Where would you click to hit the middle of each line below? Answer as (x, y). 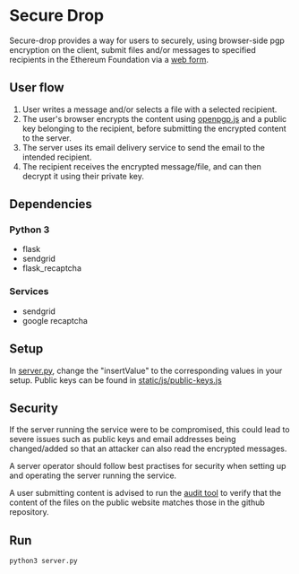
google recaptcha (55, 320)
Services (29, 291)
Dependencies (51, 204)
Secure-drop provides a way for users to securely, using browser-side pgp (147, 40)
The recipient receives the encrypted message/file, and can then (142, 166)
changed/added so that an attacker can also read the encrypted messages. (148, 448)
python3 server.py (43, 561)
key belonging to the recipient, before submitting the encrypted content (154, 128)
